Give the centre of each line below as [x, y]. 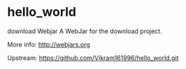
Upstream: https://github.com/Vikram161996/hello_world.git [93, 58]
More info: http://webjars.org [49, 44]
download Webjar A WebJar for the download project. [85, 31]
